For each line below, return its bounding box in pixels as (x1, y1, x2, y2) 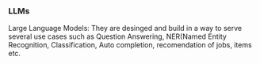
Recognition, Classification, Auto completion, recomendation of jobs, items (8, 40, 252, 50)
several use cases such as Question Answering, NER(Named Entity (8, 32, 227, 41)
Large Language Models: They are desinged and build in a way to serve (8, 24, 243, 33)
